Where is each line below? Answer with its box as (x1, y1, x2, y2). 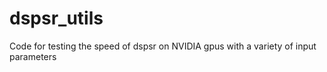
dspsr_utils (9, 7, 104, 30)
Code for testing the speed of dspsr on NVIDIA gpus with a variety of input (9, 40, 317, 52)
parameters (9, 50, 57, 62)
